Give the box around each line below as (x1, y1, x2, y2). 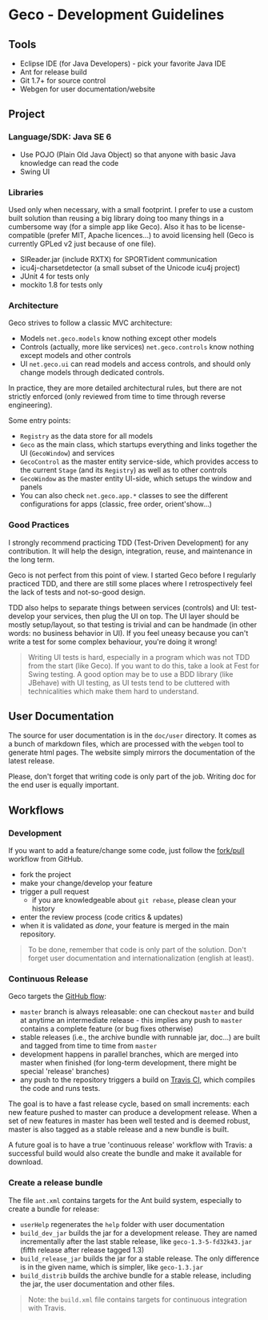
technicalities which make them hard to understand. (27, 686, 199, 696)
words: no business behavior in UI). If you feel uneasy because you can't (8, 628, 249, 638)
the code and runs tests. (19, 1084, 101, 1093)
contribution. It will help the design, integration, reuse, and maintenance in (8, 546, 253, 556)
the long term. (8, 554, 54, 564)
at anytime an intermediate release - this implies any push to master (19, 1016, 242, 1025)
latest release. (8, 756, 55, 766)
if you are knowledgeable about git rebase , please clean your (31, 895, 237, 905)
